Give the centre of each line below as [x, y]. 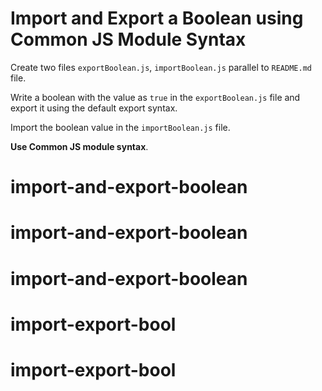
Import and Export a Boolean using [157, 18]
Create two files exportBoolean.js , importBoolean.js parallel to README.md [161, 67]
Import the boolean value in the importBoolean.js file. [120, 127]
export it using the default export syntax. [94, 108]
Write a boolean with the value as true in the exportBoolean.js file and [155, 97]
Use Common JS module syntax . [79, 146]
